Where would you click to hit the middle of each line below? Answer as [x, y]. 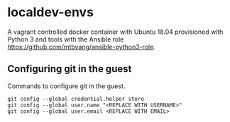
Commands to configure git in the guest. [66, 86]
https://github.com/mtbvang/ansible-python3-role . [82, 47]
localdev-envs [51, 12]
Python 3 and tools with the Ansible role [66, 39]
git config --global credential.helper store [76, 99]
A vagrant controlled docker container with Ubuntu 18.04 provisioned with [115, 32]
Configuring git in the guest [70, 69]
